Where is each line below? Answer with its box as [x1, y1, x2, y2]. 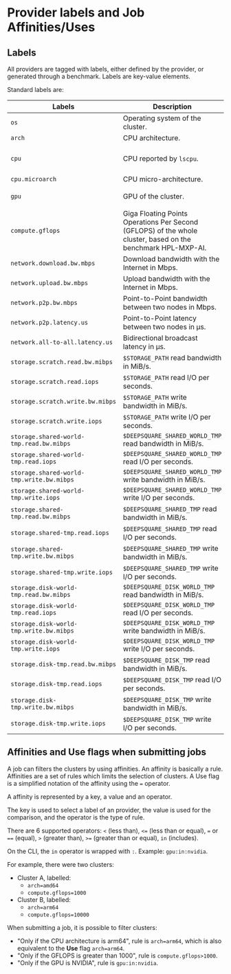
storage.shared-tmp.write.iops [10, 569, 113, 576]
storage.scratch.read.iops [10, 378, 99, 385]
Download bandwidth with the [122, 254, 220, 264]
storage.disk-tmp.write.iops [10, 720, 106, 727]
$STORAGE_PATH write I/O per [122, 412, 211, 422]
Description [152, 102, 192, 111]
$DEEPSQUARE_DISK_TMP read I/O [122, 675, 222, 684]
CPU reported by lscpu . [122, 154, 199, 163]
